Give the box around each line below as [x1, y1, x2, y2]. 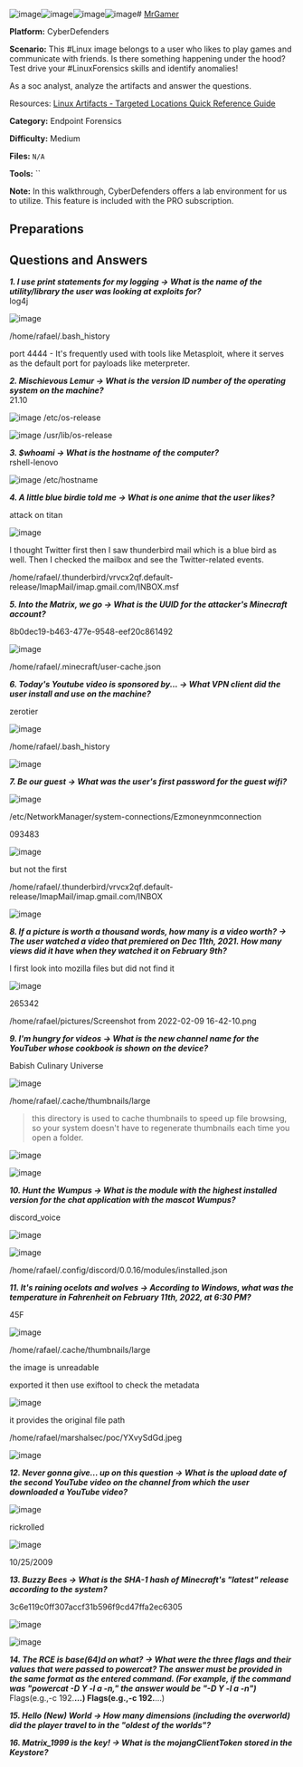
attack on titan [9, 510, 63, 521]
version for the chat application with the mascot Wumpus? [9, 1195, 237, 1205]
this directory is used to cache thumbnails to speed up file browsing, [31, 1113, 288, 1124]
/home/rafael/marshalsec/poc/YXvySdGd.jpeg [9, 1432, 183, 1444]
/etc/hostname [43, 475, 99, 485]
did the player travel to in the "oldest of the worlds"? [9, 1720, 212, 1731]
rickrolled [9, 1522, 45, 1532]
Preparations [9, 222, 84, 237]
